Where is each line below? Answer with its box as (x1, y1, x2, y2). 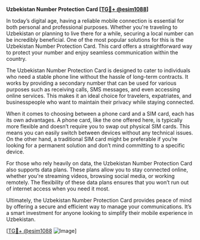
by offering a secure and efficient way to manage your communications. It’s (6, 203, 192, 210)
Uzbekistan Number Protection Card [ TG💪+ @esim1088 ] (6, 6, 149, 13)
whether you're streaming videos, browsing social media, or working (6, 173, 175, 179)
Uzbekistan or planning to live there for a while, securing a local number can (6, 30, 194, 37)
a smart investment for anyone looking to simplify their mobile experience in (6, 210, 193, 216)
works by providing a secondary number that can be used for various (6, 79, 177, 87)
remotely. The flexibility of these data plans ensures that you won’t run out (6, 179, 189, 186)
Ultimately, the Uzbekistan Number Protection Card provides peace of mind (6, 197, 192, 204)
